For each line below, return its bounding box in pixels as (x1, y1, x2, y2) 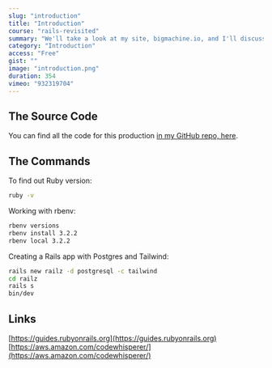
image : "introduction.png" (8, 65, 100, 73)
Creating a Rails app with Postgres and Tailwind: (8, 252, 169, 261)
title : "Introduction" (8, 19, 85, 27)
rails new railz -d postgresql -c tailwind (8, 267, 158, 275)
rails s (8, 282, 35, 290)
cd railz (8, 274, 38, 283)
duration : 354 (8, 72, 57, 80)
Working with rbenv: (8, 206, 76, 215)
